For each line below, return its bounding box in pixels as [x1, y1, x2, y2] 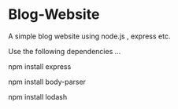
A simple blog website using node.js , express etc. [8, 31, 171, 41]
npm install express [8, 61, 72, 71]
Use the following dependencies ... [8, 46, 121, 56]
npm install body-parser [8, 77, 87, 86]
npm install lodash [8, 92, 68, 101]
